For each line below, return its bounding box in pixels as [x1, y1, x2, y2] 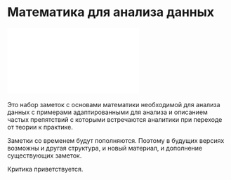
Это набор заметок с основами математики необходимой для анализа [7, 100, 220, 109]
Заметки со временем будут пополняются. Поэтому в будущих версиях [7, 136, 225, 144]
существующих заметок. [7, 151, 82, 160]
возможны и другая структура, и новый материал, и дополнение [7, 144, 203, 152]
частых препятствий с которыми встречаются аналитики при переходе [7, 115, 223, 123]
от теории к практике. [7, 123, 74, 131]
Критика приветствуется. [7, 165, 84, 173]
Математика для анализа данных [7, 4, 214, 20]
